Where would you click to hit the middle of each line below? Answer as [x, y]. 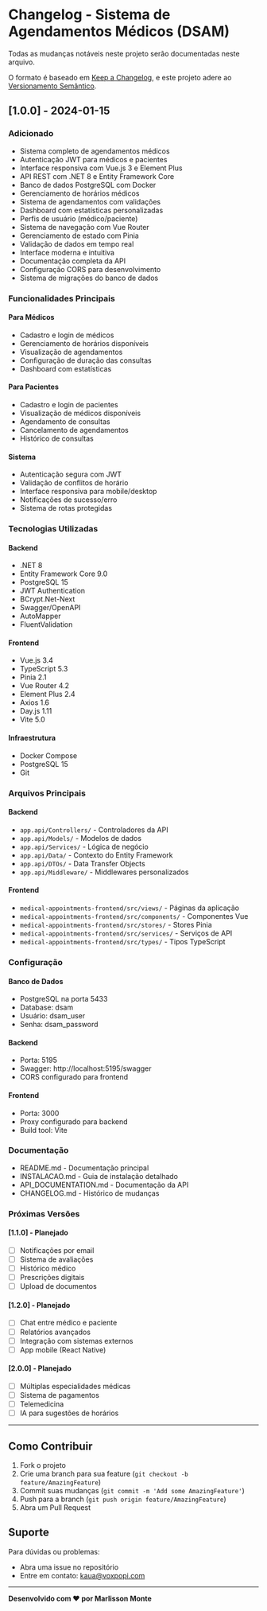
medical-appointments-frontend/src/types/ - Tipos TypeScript [122, 942]
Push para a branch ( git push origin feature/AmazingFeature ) [123, 1499]
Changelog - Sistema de [89, 15]
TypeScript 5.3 [44, 669]
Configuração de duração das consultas [86, 360]
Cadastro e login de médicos [67, 335]
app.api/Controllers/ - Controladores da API [94, 830]
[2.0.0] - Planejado [40, 1368]
